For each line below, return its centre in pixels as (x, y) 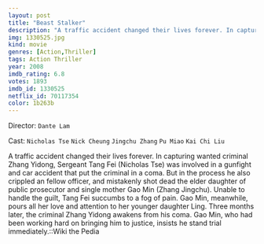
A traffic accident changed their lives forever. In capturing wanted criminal (128, 156)
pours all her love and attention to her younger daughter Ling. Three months (131, 206)
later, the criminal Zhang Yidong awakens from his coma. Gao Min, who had (130, 215)
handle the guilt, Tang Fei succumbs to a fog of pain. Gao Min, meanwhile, (128, 198)
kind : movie (27, 45)
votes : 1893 (27, 81)
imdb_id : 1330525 (37, 89)
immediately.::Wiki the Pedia (54, 231)
